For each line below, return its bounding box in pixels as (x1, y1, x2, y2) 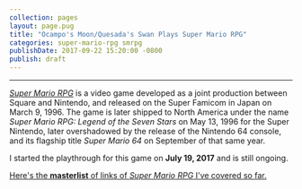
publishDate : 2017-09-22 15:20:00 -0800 (9, 47, 164, 56)
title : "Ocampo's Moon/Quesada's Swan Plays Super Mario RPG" (9, 30, 247, 39)
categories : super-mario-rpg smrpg (9, 38, 143, 47)
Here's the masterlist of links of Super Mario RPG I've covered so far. (9, 170, 267, 180)
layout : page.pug (9, 21, 75, 30)
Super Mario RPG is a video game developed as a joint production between (9, 88, 288, 99)
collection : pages (9, 13, 78, 22)
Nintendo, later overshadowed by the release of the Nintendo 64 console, (9, 126, 281, 136)
